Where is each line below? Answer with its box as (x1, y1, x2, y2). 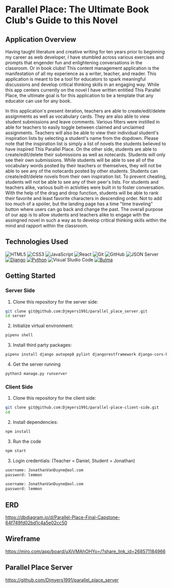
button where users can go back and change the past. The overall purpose (5, 206, 163, 212)
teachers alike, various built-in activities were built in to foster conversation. (5, 184, 165, 190)
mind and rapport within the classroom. (5, 223, 89, 228)
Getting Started (5, 272, 56, 280)
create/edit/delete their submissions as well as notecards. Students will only (5, 152, 165, 157)
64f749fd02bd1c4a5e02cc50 (5, 520, 68, 526)
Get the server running (12, 361, 61, 367)
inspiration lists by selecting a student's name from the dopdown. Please (5, 135, 159, 141)
